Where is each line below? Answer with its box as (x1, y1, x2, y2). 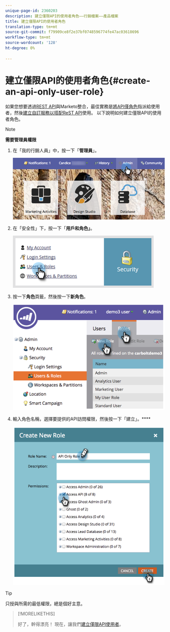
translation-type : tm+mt (5, 24, 58, 29)
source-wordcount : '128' (5, 40, 58, 46)
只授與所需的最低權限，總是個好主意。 (5, 600, 85, 607)
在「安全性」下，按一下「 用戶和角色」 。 (12, 225, 95, 231)
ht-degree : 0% (5, 46, 35, 51)
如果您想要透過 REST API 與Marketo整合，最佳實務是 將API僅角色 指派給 (5, 103, 151, 109)
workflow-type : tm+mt (5, 35, 51, 40)
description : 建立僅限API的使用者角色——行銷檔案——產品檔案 (5, 13, 119, 19)
